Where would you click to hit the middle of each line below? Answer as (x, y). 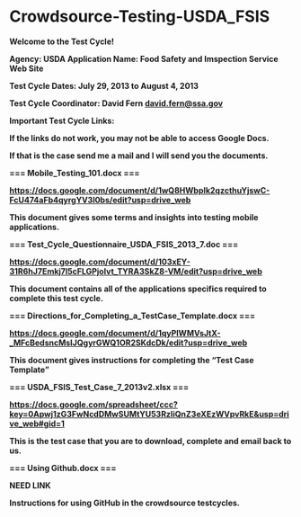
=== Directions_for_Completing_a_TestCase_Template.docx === (133, 316)
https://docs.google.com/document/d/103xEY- (100, 262)
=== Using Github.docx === (63, 468)
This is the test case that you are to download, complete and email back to (150, 441)
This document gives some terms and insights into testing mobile (134, 217)
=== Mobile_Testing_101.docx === (75, 173)
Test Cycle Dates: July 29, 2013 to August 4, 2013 (104, 85)
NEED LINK (30, 485)
